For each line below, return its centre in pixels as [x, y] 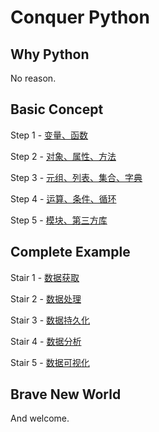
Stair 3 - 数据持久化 [50, 320]
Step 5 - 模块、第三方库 [59, 220]
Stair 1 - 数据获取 [45, 277]
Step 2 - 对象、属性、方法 [63, 156]
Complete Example [70, 252]
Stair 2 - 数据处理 [46, 298]
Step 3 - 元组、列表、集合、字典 [76, 177]
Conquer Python [80, 17]
